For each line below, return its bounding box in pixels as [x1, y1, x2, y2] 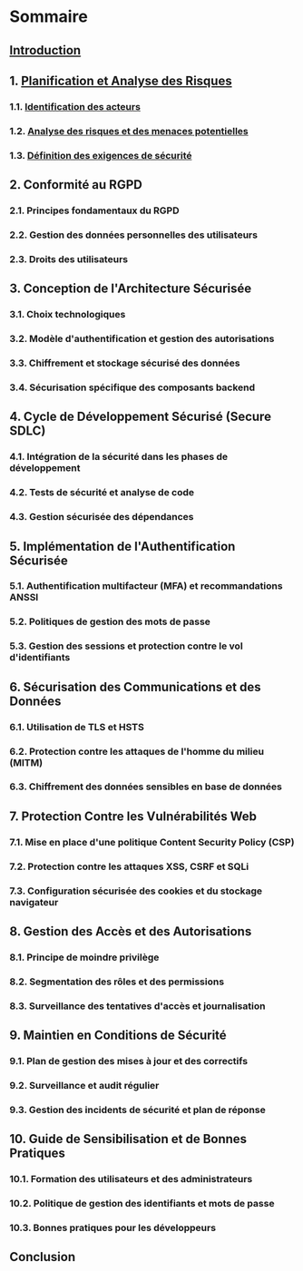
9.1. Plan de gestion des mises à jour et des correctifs [9, 1055, 248, 1068]
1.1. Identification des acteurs [9, 100, 141, 112]
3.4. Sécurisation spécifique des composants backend [9, 381, 256, 394]
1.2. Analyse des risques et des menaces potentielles [9, 124, 249, 137]
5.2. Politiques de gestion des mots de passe [9, 615, 211, 628]
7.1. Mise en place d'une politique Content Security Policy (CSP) [9, 836, 295, 848]
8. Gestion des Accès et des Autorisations [9, 924, 252, 939]
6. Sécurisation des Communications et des [9, 679, 261, 695]
